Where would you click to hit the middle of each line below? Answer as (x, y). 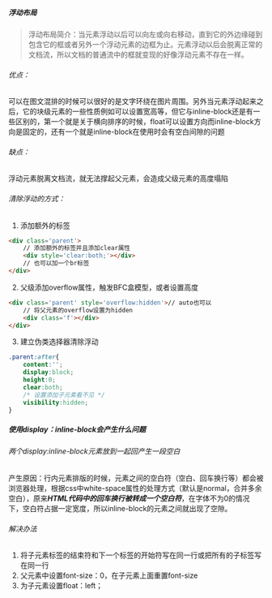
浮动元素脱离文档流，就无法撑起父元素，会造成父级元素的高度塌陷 (118, 179)
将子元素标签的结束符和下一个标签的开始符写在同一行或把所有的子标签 (137, 555)
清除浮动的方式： (37, 198)
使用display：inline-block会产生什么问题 (77, 429)
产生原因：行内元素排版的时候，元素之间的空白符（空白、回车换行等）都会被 (136, 478)
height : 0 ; (40, 380)
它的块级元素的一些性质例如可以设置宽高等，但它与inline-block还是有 (138, 112)
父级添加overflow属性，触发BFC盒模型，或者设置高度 (109, 287)
